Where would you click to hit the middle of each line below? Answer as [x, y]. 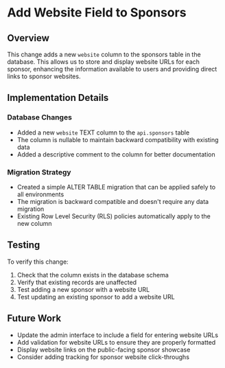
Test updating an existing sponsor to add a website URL [96, 297]
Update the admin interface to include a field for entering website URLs [117, 335]
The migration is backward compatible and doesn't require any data [113, 201]
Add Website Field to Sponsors [97, 13]
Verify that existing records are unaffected [77, 282]
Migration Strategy [39, 172]
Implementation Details [58, 98]
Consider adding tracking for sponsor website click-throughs [103, 357]
